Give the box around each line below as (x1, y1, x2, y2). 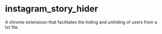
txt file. (5, 24, 19, 30)
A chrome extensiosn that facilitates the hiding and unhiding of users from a (5, 19, 157, 25)
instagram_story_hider (5, 3, 98, 14)
